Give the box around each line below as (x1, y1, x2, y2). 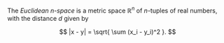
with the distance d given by (7, 14, 89, 22)
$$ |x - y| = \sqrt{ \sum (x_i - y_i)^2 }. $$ (59, 27, 176, 36)
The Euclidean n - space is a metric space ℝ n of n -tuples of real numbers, (7, 6, 218, 15)
